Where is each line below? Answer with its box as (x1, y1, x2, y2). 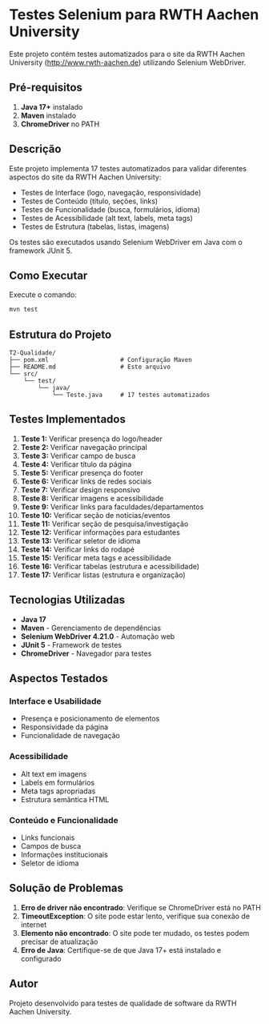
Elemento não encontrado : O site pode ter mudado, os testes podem (20, 928, 250, 938)
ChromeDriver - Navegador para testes (20, 649, 152, 658)
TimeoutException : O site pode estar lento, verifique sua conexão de (20, 911, 251, 921)
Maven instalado (20, 110, 77, 120)
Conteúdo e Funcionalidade (9, 814, 118, 825)
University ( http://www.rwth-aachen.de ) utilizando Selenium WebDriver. (9, 58, 247, 67)
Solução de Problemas (9, 881, 123, 895)
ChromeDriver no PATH (20, 118, 100, 129)
